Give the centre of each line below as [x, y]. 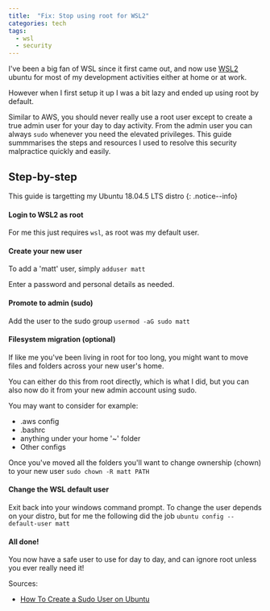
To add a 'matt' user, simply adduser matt [77, 269]
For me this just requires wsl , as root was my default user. [104, 233]
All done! [24, 542]
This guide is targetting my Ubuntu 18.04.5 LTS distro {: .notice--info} [123, 196]
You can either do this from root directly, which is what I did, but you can [129, 381]
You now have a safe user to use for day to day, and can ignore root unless [133, 559]
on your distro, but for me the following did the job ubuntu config [116, 516]
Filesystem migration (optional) [62, 339]
